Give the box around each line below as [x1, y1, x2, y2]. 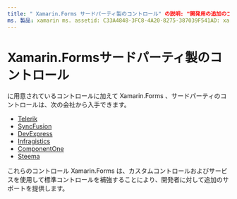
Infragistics [17, 137, 51, 145]
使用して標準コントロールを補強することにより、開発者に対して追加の [19, 176, 224, 184]
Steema [17, 152, 40, 161]
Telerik [17, 114, 37, 123]
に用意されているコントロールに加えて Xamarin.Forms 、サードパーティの [7, 92, 221, 100]
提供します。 [31, 184, 69, 193]
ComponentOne [17, 145, 65, 153]
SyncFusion [17, 122, 52, 131]
